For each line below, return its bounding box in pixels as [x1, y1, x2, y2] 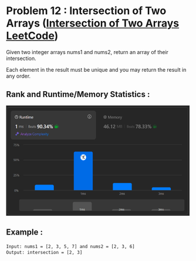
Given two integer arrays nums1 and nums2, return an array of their [6, 48, 169, 55]
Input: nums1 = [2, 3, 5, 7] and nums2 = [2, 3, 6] [6, 243, 135, 249]
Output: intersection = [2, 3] [6, 249, 83, 255]
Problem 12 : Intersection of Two [6, 4, 167, 18]
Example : [6, 227, 43, 237]
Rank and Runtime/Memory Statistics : [6, 89, 150, 99]
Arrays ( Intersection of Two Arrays [6, 16, 180, 30]
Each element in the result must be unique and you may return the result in [6, 66, 187, 73]
